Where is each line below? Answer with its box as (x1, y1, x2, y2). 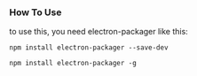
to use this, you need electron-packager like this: (9, 27, 188, 37)
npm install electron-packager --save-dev (9, 43, 169, 52)
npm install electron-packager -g (9, 59, 138, 68)
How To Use (9, 6, 62, 19)
